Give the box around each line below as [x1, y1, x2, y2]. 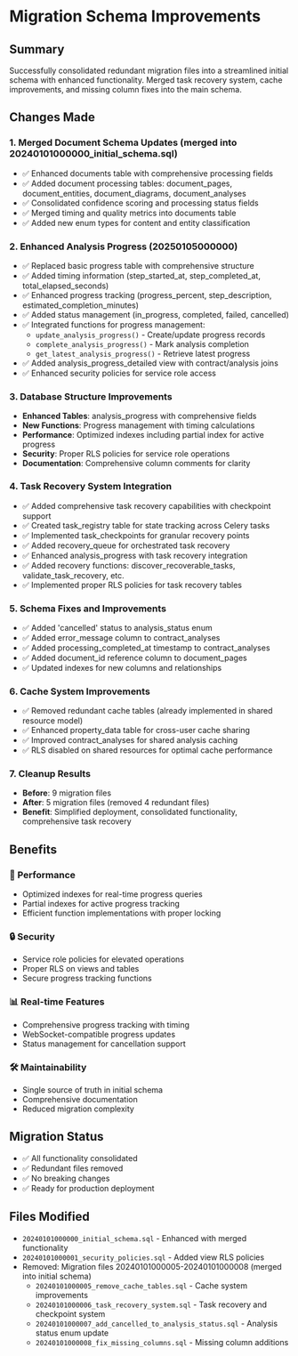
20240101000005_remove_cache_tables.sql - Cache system [35, 1279, 247, 1291]
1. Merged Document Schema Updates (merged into [9, 136, 238, 149]
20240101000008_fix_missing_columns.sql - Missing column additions [35, 1336, 289, 1347]
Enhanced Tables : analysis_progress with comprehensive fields [21, 411, 257, 422]
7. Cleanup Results [9, 768, 92, 780]
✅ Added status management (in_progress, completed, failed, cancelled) [21, 309, 289, 319]
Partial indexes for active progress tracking [21, 899, 181, 909]
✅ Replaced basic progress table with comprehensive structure [21, 260, 255, 270]
